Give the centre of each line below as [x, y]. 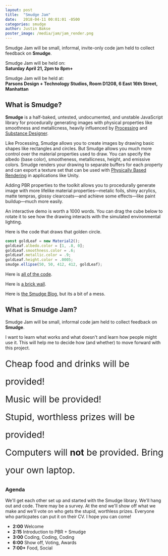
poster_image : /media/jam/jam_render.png [49, 33]
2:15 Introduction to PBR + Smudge [49, 532]
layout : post [19, 10]
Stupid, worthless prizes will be [70, 417]
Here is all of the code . [29, 274]
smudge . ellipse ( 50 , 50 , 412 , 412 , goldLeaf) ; [54, 265]
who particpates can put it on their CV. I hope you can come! [68, 517]
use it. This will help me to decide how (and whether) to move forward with [83, 342]
